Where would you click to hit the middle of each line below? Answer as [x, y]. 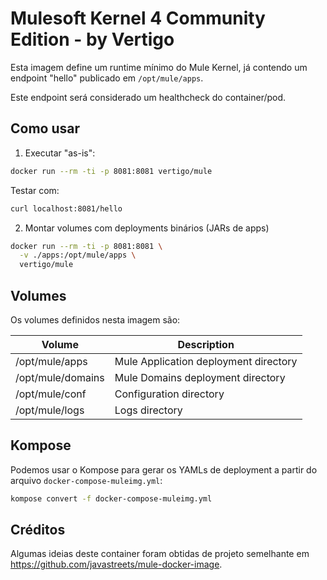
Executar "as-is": [60, 153]
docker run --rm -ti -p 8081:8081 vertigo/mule [111, 171]
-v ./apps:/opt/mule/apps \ [78, 255]
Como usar [45, 128]
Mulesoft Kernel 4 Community [138, 18]
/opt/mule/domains [60, 377]
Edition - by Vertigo [92, 39]
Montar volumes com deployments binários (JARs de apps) [147, 228]
